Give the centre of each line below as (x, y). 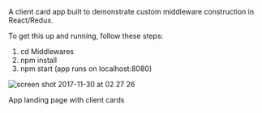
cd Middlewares (47, 51)
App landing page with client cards (67, 100)
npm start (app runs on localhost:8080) (86, 69)
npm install (39, 60)
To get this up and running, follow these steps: (86, 36)
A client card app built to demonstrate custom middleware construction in (131, 12)
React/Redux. (31, 20)
